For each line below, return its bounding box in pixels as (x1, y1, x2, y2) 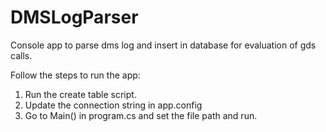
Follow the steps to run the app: (10, 69, 141, 81)
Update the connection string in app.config (24, 99, 203, 111)
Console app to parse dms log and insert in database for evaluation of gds (10, 39, 317, 51)
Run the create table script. (24, 88, 137, 100)
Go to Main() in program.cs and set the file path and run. (24, 109, 258, 121)
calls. (10, 49, 33, 61)
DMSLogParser (10, 6, 139, 29)
